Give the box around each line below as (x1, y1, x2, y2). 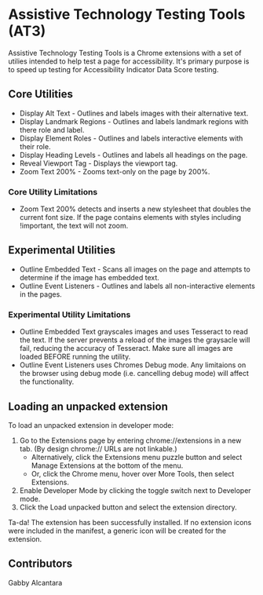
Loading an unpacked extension (8, 400, 169, 413)
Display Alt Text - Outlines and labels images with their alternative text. (19, 108, 249, 118)
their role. (19, 141, 51, 151)
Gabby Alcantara (8, 578, 63, 587)
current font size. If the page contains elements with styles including (19, 213, 242, 222)
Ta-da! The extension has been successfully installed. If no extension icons (8, 517, 252, 527)
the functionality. (19, 377, 75, 386)
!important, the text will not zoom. (19, 221, 129, 231)
